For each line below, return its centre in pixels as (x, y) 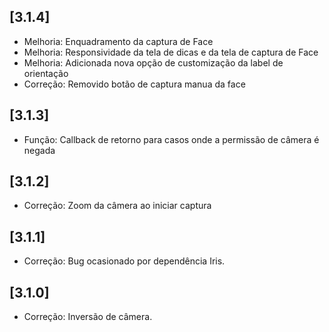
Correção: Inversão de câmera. (88, 317)
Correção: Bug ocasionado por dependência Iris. (124, 261)
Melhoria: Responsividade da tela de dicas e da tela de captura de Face (171, 52)
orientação (46, 73)
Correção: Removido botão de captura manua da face (134, 84)
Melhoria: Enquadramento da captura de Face (118, 41)
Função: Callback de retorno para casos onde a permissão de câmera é (171, 139)
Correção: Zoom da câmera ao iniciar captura (117, 206)
